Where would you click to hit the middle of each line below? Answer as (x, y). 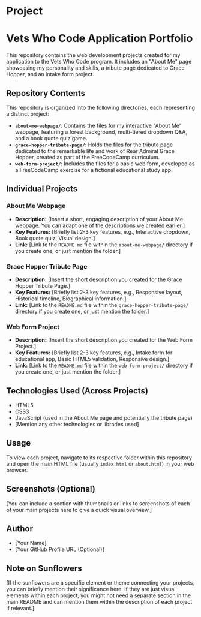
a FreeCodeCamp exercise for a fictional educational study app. (94, 170)
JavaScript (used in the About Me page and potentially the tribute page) (104, 418)
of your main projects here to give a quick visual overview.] (79, 510)
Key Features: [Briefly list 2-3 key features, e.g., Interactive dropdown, (103, 231)
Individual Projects (42, 189)
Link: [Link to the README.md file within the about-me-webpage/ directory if (104, 245)
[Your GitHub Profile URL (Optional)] (60, 549)
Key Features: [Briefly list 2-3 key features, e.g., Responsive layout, (99, 292)
